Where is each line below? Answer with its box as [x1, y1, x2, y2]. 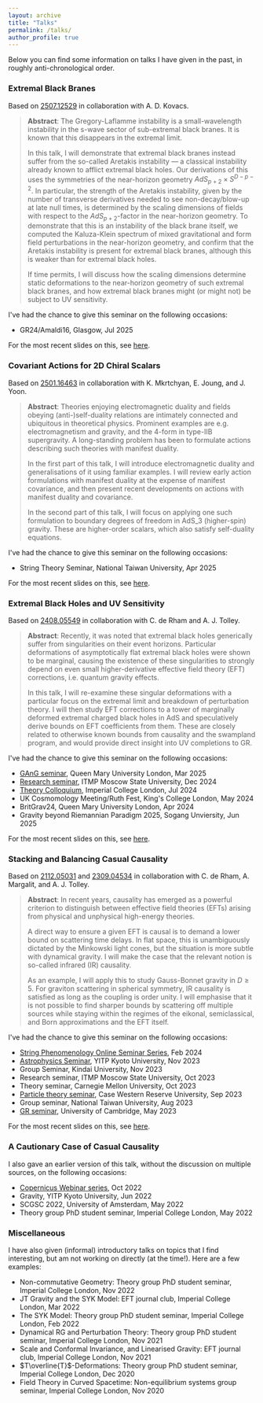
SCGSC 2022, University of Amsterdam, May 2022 [19, 1199, 184, 1209]
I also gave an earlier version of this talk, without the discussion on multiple [8, 1159, 251, 1169]
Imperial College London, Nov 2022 [19, 1285, 135, 1294]
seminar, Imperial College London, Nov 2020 [19, 1386, 165, 1395]
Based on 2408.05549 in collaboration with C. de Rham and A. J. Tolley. [8, 616, 241, 625]
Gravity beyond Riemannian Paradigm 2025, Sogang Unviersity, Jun [19, 811, 239, 820]
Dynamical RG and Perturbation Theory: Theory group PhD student [19, 1327, 237, 1337]
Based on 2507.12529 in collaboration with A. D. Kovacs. [8, 101, 189, 110]
